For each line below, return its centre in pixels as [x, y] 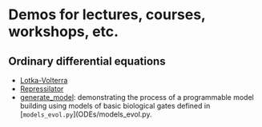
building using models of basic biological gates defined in [115, 106]
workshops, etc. [63, 32]
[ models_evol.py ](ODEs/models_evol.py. [86, 114]
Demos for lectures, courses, [107, 15]
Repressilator [42, 89]
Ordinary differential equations [87, 61]
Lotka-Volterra [44, 80]
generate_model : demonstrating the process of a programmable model [137, 97]
